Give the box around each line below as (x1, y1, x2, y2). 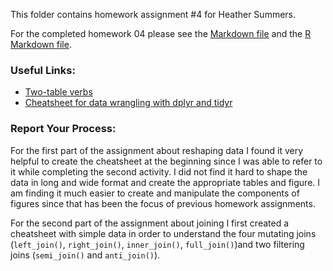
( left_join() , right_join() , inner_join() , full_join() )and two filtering (10, 238, 305, 250)
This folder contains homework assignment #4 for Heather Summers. (10, 9, 297, 20)
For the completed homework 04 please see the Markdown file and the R (10, 28, 312, 39)
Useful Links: (10, 63, 76, 77)
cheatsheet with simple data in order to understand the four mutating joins (10, 227, 317, 239)
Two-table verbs (24, 86, 93, 98)
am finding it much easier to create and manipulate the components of (10, 187, 300, 199)
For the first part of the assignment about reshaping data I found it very (10, 144, 304, 156)
